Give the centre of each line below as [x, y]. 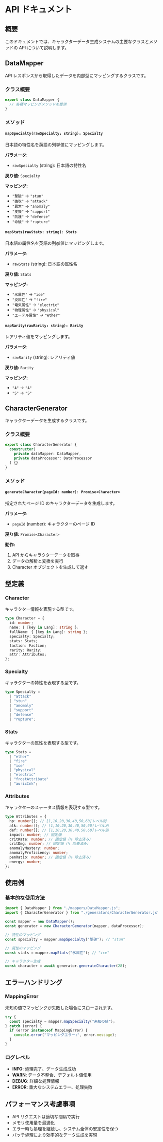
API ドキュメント [39, 9]
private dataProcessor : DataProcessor [53, 458]
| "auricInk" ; [24, 784]
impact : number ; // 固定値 [36, 834]
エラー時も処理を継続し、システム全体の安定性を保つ [65, 1129]
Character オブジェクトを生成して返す [50, 567]
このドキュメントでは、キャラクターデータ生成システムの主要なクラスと [77, 42]
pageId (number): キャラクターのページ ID [54, 524]
